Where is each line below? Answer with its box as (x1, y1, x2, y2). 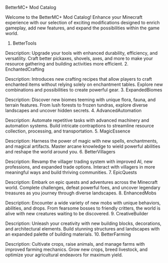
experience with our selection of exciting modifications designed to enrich (5, 20, 160, 25)
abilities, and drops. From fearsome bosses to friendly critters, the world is (5, 205, 161, 211)
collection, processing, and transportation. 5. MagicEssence (5, 128, 131, 134)
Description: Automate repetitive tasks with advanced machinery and (5, 117, 149, 123)
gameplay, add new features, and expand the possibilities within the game (5, 25, 160, 31)
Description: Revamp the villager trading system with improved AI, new (5, 158, 153, 165)
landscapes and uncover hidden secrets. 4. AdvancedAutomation (5, 108, 142, 113)
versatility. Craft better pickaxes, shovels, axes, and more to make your (5, 55, 153, 61)
